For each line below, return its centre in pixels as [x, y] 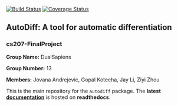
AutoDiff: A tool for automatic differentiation [89, 27]
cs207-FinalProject [34, 44]
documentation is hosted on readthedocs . [58, 97]
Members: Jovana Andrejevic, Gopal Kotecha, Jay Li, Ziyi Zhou [83, 80]
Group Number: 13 [29, 68]
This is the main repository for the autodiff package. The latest [83, 91]
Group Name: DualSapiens [39, 57]
